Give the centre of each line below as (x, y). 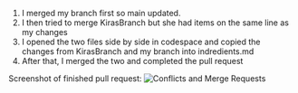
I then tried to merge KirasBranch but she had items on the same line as (155, 23)
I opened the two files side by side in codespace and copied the (141, 42)
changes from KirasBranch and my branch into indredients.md (138, 51)
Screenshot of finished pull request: (75, 79)
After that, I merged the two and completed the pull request (132, 61)
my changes (45, 32)
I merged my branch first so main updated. (101, 13)
